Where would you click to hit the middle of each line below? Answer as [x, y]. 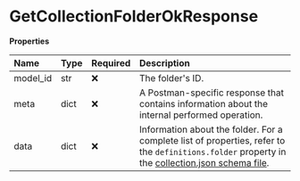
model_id [33, 78]
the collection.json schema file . [204, 162]
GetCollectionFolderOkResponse [134, 16]
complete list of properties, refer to [212, 140]
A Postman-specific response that [212, 93]
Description [165, 62]
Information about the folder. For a [211, 129]
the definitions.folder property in [213, 152]
